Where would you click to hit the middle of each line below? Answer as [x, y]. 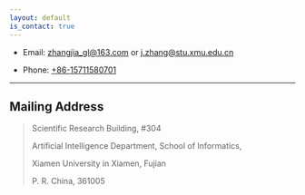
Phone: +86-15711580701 [69, 70]
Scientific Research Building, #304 [96, 129]
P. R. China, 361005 [69, 181]
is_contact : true [42, 26]
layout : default [40, 18]
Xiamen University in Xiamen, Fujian [98, 163]
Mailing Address [57, 107]
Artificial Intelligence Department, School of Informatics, [137, 146]
